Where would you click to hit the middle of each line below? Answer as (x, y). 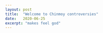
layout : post (19, 9)
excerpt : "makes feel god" (33, 23)
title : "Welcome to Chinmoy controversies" (52, 14)
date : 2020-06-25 (25, 18)
